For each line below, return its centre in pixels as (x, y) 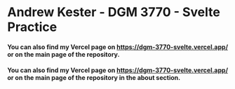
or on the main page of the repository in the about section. (94, 78)
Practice (32, 27)
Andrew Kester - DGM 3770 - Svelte (114, 12)
